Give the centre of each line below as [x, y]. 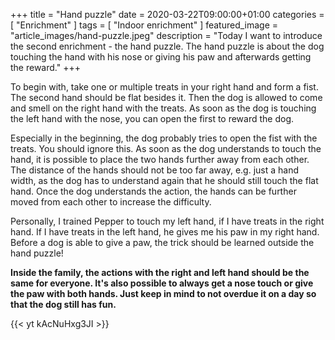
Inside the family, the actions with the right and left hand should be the [160, 272]
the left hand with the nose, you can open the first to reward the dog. [152, 118]
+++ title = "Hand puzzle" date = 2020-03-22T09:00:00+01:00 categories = [167, 14]
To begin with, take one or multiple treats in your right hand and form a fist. [164, 87]
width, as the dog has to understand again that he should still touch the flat [164, 180]
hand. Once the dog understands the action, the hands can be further [153, 191]
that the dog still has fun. [63, 304]
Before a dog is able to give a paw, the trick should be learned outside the [162, 242]
